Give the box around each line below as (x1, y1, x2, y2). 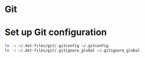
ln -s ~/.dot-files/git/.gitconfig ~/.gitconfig (5, 43, 109, 48)
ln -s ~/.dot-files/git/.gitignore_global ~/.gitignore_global (5, 48, 140, 53)
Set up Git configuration (5, 27, 107, 38)
